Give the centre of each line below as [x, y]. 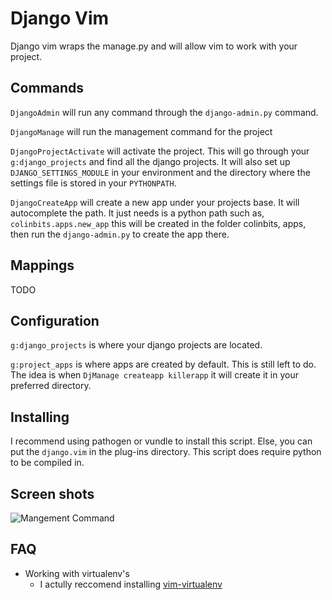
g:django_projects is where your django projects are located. [136, 345]
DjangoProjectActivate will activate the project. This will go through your [160, 151]
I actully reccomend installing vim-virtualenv [131, 584]
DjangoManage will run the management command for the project [141, 131]
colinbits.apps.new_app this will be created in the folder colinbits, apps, [158, 223]
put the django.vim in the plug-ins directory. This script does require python [166, 452]
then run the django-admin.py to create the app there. [120, 234]
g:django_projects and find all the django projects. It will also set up [150, 161]
